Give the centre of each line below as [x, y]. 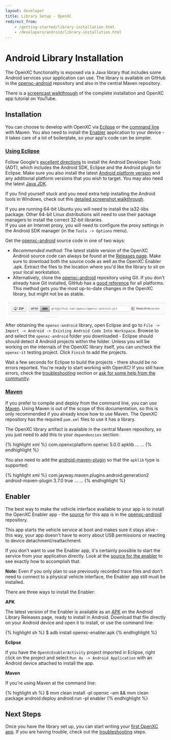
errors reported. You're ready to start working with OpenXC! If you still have [84, 368]
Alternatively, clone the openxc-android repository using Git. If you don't [89, 278]
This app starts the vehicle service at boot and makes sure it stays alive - [82, 530]
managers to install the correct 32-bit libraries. [54, 220]
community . [18, 378]
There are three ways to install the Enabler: [50, 592]
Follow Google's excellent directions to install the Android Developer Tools [83, 162]
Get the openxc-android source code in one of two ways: [65, 241]
